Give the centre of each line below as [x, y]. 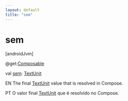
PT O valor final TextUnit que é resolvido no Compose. [62, 93]
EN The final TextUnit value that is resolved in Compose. [64, 83]
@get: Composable [25, 63]
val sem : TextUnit [23, 74]
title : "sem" [19, 15]
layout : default [22, 10]
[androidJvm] [20, 54]
